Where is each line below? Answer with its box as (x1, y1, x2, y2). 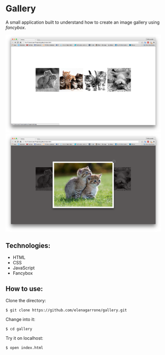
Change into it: (5, 317, 35, 322)
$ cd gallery (5, 326, 33, 332)
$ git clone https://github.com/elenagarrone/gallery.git (5, 308, 127, 313)
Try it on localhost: (5, 335, 43, 341)
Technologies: (5, 241, 51, 249)
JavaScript (12, 265, 35, 271)
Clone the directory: (5, 298, 46, 304)
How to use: (5, 284, 43, 293)
